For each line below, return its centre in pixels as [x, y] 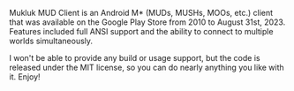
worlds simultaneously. [51, 41]
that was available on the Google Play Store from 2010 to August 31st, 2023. [147, 22]
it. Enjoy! [25, 77]
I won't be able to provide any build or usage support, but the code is [135, 58]
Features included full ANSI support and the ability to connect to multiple [141, 31]
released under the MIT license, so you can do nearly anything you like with [147, 67]
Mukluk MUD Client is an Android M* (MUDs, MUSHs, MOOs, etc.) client [141, 13]
